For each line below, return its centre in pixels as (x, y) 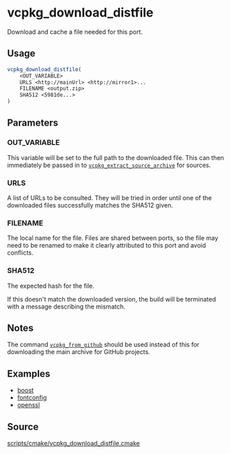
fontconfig (32, 397)
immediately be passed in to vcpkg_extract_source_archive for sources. (109, 165)
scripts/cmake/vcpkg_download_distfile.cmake (73, 444)
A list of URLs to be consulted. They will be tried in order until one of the (110, 197)
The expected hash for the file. (51, 286)
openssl (28, 405)
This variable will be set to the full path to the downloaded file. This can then (115, 157)
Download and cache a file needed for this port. (75, 32)
